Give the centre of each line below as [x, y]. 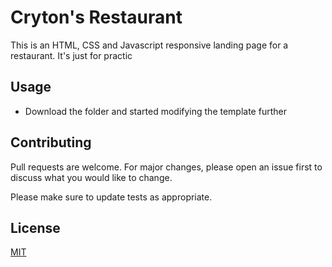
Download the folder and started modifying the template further [155, 111]
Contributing [51, 142]
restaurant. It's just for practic [71, 55]
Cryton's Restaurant [96, 17]
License [35, 227]
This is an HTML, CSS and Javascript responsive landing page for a [149, 45]
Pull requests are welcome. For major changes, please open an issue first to [166, 167]
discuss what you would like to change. [91, 177]
